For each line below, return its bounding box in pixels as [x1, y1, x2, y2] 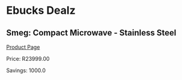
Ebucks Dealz [6, 4, 76, 17]
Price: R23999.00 [6, 55, 50, 62]
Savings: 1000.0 [6, 67, 46, 74]
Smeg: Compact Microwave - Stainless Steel [6, 28, 177, 38]
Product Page [6, 43, 40, 51]
